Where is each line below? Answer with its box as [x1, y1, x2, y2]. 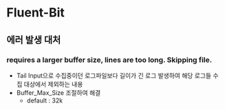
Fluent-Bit [6, 5, 65, 21]
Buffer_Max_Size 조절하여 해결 [16, 88, 101, 97]
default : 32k [26, 96, 63, 104]
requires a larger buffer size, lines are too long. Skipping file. [6, 55, 213, 65]
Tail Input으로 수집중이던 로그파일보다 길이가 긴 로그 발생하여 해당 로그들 [16, 71, 211, 80]
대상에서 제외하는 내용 [23, 80, 83, 88]
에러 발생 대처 [6, 34, 61, 45]
